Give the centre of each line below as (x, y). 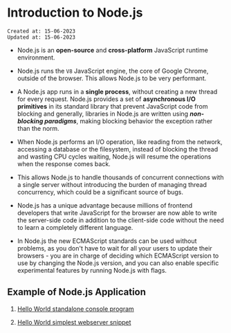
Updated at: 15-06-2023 (41, 37)
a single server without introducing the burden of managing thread (112, 184)
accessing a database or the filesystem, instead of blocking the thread (118, 149)
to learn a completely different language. (75, 227)
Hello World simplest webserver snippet (74, 322)
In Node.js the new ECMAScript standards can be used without (107, 241)
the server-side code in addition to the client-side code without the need (121, 220)
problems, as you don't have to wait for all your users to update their (114, 248)
